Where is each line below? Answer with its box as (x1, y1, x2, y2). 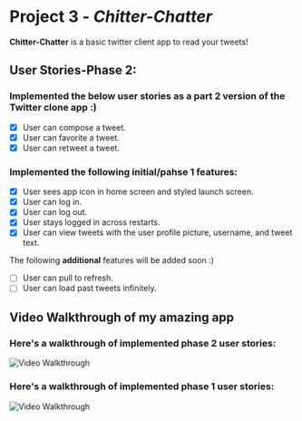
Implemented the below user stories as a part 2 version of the (9, 90, 286, 103)
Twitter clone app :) (9, 102, 97, 114)
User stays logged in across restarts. (22, 217, 161, 228)
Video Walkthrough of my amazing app (9, 309, 234, 325)
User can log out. (22, 207, 88, 218)
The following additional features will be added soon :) (9, 255, 215, 266)
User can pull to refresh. (22, 272, 113, 283)
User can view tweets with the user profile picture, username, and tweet (22, 227, 293, 238)
